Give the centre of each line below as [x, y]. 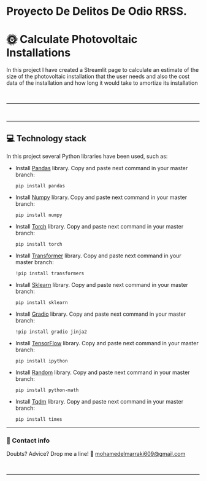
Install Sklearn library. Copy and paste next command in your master [102, 284]
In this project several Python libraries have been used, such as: [87, 156]
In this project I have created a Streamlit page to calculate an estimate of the [103, 70]
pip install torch [39, 244]
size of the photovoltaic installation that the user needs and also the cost [98, 76]
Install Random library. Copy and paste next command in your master [102, 372]
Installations [39, 53]
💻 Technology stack [47, 139]
